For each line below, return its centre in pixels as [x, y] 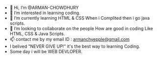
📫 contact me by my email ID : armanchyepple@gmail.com [70, 39]
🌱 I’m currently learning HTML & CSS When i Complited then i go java [80, 18]
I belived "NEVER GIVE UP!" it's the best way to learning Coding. [75, 46]
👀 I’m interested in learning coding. [45, 13]
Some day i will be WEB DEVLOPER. [46, 51]
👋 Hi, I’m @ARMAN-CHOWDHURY [44, 8]
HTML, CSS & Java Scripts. [37, 34]
